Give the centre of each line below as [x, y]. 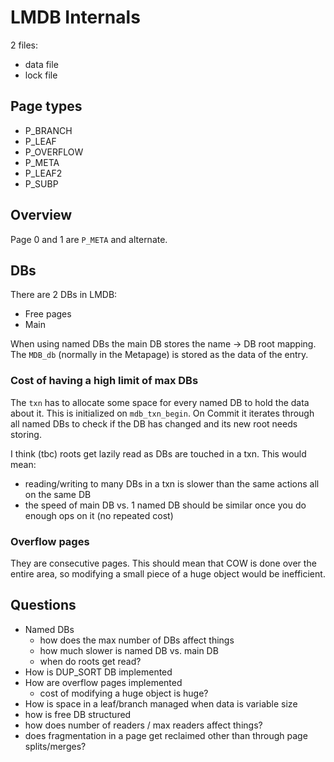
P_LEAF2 [43, 173]
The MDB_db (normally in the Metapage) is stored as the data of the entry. [159, 355]
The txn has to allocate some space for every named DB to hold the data [160, 402]
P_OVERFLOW [54, 152]
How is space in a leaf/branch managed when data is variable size [161, 703]
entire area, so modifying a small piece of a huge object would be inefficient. [168, 573]
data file [41, 64]
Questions [43, 605]
